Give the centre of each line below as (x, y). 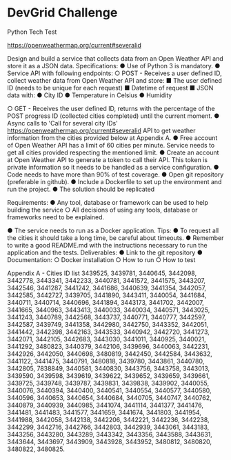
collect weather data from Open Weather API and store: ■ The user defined (115, 80)
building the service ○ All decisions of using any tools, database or (102, 210)
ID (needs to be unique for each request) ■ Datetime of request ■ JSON (110, 88)
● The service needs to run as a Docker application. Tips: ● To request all (113, 230)
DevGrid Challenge (62, 13)
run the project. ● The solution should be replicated (81, 189)
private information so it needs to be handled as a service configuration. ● (113, 167)
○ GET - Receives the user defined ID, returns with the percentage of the (111, 108)
